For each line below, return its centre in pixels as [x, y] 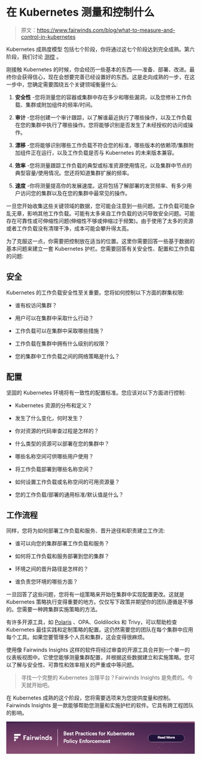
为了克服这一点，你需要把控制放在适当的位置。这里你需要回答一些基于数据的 [100, 241]
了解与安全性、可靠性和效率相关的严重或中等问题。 [74, 665]
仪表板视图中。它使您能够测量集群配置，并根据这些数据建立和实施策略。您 [98, 657]
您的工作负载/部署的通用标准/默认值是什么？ [69, 494]
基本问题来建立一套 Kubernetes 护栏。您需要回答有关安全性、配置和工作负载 [100, 248]
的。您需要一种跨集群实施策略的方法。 [53, 609]
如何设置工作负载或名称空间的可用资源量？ [67, 482]
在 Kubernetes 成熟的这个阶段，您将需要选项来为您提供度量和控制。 [90, 698]
